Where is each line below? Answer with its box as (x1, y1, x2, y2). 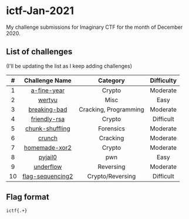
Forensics (97, 124, 125, 133)
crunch (38, 134, 58, 142)
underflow (33, 163, 62, 171)
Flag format (6, 192, 49, 202)
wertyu (38, 96, 58, 104)
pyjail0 (38, 153, 58, 161)
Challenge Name (24, 76, 72, 85)
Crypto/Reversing (87, 172, 136, 180)
